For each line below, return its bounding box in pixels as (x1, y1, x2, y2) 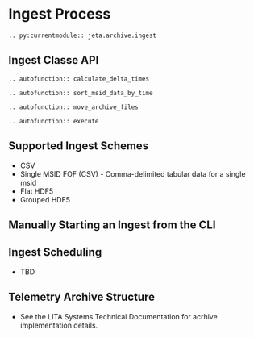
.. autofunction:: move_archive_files (8, 102, 139, 111)
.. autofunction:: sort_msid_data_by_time (8, 89, 153, 97)
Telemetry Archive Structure (8, 290, 156, 304)
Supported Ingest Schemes (8, 139, 149, 153)
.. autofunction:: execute (8, 117, 99, 125)
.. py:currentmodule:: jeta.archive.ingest (8, 31, 157, 40)
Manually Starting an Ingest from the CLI (8, 218, 216, 232)
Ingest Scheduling (8, 245, 102, 259)
